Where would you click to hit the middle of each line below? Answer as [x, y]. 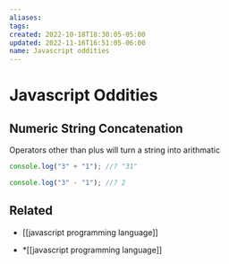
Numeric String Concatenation [96, 128]
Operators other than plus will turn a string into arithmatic [115, 150]
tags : [19, 26]
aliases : [25, 18]
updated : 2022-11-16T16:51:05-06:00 [77, 43]
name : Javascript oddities [59, 51]
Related [31, 211]
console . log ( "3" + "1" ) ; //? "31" [74, 167]
